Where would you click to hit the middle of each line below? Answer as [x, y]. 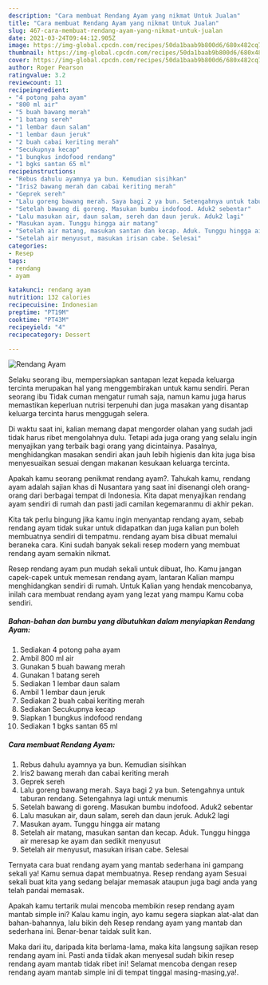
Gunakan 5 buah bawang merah [73, 667]
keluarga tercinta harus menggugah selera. [79, 414]
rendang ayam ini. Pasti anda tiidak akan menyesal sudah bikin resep [121, 955]
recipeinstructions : [43, 172]
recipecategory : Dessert [49, 335]
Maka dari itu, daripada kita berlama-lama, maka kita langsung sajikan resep [134, 947]
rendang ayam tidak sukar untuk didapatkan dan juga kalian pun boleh [124, 528]
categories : [28, 246]
